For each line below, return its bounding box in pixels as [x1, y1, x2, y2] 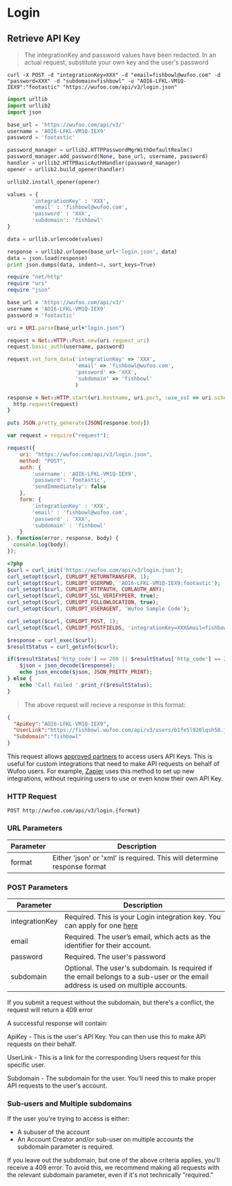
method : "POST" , [19, 457, 67, 464]
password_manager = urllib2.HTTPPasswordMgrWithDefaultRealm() [7, 147, 193, 154]
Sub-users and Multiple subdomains [7, 1099, 133, 1108]
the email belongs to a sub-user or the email [64, 972, 209, 982]
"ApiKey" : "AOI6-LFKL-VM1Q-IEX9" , [13, 720, 110, 727]
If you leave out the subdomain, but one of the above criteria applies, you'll [7, 1156, 220, 1165]
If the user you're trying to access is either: [7, 1115, 130, 1123]
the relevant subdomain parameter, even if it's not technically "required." [7, 1171, 214, 1179]
